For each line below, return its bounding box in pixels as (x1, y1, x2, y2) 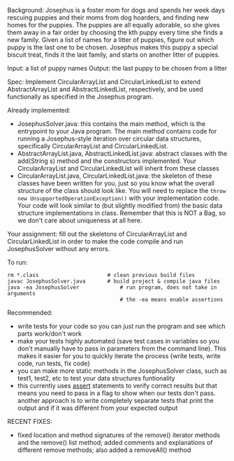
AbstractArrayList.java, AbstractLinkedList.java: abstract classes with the (17, 150, 228, 157)
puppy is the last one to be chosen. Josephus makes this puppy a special (7, 43, 219, 51)
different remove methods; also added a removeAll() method (17, 446, 191, 454)
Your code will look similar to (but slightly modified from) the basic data (17, 201, 223, 209)
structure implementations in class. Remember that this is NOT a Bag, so (17, 209, 226, 217)
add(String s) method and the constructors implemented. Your (17, 157, 197, 165)
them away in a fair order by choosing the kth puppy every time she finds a (7, 28, 224, 36)
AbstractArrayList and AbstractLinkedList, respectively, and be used (7, 85, 204, 93)
